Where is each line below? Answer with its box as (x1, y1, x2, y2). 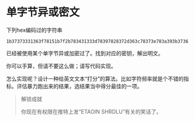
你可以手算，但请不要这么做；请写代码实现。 (6, 62, 117, 69)
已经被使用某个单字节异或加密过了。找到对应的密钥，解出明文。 (6, 49, 163, 57)
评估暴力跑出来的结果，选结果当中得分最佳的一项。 (16, 82, 142, 90)
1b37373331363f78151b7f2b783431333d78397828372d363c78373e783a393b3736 (6, 38, 188, 44)
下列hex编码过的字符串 (6, 26, 63, 34)
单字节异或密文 (6, 5, 80, 19)
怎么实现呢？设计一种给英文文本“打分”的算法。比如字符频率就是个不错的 (6, 75, 184, 82)
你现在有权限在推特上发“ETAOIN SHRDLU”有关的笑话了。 (20, 108, 162, 115)
